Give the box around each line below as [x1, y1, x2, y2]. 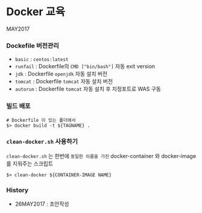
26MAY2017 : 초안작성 [14, 200, 69, 208]
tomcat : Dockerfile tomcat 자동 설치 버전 [14, 78, 113, 85]
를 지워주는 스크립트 [6, 160, 53, 167]
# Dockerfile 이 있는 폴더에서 [6, 117, 76, 123]
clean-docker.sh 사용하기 [6, 138, 78, 146]
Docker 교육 [6, 5, 65, 19]
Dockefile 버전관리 [6, 41, 59, 49]
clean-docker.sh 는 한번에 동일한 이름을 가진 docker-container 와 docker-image [6, 152, 197, 159]
